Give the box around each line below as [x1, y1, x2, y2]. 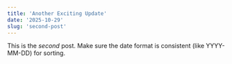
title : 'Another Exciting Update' [7, 10, 108, 17]
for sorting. [33, 49, 66, 57]
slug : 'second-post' [7, 23, 67, 30]
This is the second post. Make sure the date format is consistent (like [7, 42, 205, 50]
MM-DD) [7, 49, 33, 57]
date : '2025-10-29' [7, 17, 64, 23]
